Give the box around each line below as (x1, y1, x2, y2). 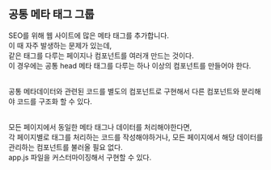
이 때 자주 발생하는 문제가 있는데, (8, 40, 112, 50)
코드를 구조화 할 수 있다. (16, 96, 93, 106)
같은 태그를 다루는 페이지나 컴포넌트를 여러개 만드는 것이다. (8, 51, 194, 60)
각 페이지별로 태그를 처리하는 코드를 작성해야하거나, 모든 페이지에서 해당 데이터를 (8, 132, 264, 142)
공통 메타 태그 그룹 (8, 7, 95, 22)
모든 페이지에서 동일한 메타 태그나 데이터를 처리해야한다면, (8, 122, 193, 131)
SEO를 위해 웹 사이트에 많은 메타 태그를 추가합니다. (8, 31, 170, 40)
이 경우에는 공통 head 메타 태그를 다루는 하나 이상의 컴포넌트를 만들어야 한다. (8, 60, 252, 70)
